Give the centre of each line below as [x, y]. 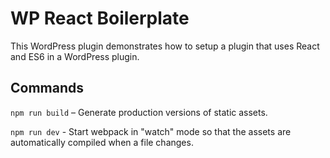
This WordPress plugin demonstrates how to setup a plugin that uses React [165, 46]
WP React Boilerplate [100, 18]
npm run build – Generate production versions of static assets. [139, 112]
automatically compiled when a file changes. [102, 142]
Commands [47, 88]
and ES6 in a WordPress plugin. [75, 56]
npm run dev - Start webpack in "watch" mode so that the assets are [151, 131]
